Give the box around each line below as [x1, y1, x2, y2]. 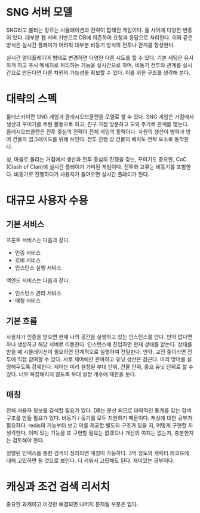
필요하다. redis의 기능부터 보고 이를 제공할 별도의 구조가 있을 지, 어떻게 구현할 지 [6, 422, 193, 429]
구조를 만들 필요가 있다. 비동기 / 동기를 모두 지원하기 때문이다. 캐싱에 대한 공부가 [6, 414, 193, 422]
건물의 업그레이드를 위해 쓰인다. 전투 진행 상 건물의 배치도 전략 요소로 [12, 135, 173, 142]
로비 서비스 [14, 256, 41, 264]
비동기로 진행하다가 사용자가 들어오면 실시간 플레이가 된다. [14, 170, 150, 178]
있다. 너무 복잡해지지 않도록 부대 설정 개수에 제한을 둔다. [6, 370, 137, 377]
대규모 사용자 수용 [6, 194, 88, 207]
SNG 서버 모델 [6, 5, 73, 19]
